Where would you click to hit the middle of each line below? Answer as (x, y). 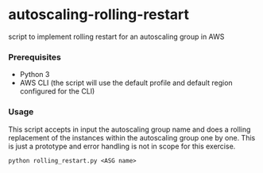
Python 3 (35, 75)
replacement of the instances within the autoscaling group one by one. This (132, 137)
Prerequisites (35, 57)
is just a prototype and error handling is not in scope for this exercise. (122, 146)
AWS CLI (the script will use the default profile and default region (126, 83)
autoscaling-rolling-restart (99, 15)
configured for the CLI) (57, 91)
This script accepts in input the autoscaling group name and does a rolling (130, 129)
